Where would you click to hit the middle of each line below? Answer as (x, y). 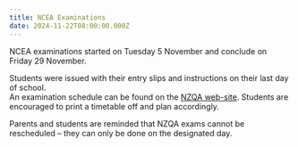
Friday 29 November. (48, 61)
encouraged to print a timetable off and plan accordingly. (114, 106)
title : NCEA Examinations (57, 17)
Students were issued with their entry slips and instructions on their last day (149, 78)
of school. (28, 87)
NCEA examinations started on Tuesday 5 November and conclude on (138, 51)
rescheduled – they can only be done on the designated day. (121, 133)
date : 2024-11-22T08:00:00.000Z (69, 26)
